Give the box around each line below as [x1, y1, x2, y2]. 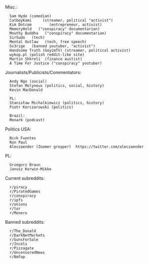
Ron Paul [9, 140, 28, 145]
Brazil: [9, 113, 26, 118]
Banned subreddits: [5, 219, 45, 225]
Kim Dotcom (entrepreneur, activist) [9, 22, 102, 27]
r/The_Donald [9, 229, 36, 234]
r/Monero [9, 211, 28, 215]
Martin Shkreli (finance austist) [9, 56, 83, 61]
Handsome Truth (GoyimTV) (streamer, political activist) [9, 48, 131, 53]
